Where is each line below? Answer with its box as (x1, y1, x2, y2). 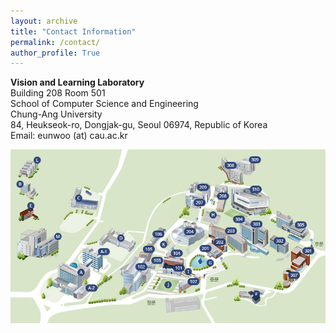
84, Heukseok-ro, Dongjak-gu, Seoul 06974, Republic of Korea (10, 119, 268, 131)
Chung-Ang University (10, 108, 103, 120)
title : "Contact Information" (10, 26, 137, 37)
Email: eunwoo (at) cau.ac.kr (10, 130, 128, 142)
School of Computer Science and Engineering (10, 98, 199, 110)
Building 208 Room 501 (10, 87, 106, 99)
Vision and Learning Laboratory (10, 76, 145, 89)
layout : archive (10, 16, 78, 26)
